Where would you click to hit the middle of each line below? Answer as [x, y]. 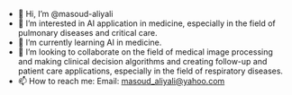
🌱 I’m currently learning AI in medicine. [90, 42]
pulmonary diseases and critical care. [87, 33]
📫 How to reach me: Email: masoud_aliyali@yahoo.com [121, 81]
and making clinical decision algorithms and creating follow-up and [142, 61]
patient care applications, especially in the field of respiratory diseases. [151, 71]
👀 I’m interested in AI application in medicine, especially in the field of [147, 23]
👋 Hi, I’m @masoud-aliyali [65, 14]
